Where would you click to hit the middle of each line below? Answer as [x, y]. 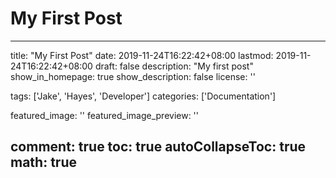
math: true [43, 162]
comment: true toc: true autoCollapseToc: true [158, 147]
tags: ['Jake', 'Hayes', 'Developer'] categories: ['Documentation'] [143, 96]
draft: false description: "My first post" [174, 66]
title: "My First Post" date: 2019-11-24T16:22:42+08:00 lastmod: [142, 55]
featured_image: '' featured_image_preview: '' [105, 115]
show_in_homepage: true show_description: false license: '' [133, 76]
